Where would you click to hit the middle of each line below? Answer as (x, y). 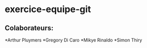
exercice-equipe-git (48, 9)
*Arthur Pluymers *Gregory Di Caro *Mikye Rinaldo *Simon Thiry (73, 40)
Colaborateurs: (29, 28)
